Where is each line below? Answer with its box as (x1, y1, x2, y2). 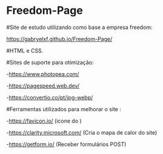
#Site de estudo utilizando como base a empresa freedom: (6, 24, 153, 31)
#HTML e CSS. (6, 47, 44, 54)
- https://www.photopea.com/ (6, 70, 79, 77)
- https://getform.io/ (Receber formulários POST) (6, 140, 127, 148)
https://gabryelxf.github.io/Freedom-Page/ (6, 35, 113, 42)
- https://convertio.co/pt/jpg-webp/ (6, 94, 93, 101)
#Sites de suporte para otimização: (6, 59, 94, 66)
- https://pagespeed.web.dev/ (6, 82, 80, 89)
